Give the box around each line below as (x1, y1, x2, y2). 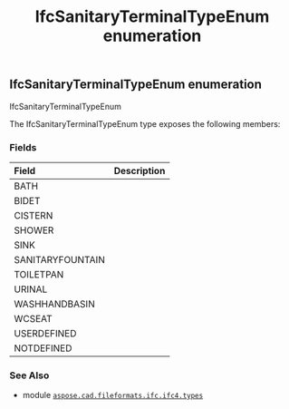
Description (113, 164, 166, 177)
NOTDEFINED (14, 342, 72, 355)
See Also (9, 369, 50, 382)
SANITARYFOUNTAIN (14, 253, 106, 266)
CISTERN (14, 209, 53, 221)
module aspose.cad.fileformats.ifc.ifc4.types (22, 390, 204, 401)
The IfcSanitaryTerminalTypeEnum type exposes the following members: (9, 118, 281, 129)
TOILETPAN (14, 268, 64, 280)
